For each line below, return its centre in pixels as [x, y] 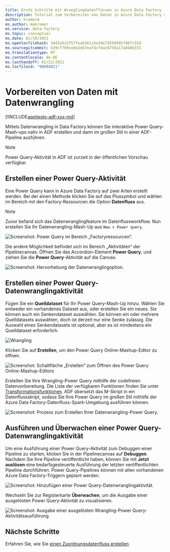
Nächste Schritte [32, 531]
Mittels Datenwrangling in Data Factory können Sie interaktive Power [77, 127]
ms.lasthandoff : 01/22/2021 [35, 62]
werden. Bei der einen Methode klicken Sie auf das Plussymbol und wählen [83, 196]
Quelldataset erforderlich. [32, 330]
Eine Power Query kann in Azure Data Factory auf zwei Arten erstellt [76, 191]
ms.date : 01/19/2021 [27, 39]
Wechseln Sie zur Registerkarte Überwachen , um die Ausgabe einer [76, 495]
